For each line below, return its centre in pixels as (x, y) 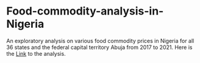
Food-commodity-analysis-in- (85, 11)
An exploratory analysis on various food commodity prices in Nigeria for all (100, 41)
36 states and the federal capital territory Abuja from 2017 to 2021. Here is (99, 47)
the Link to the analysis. (36, 53)
